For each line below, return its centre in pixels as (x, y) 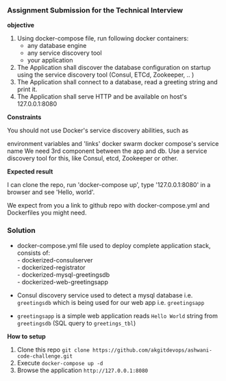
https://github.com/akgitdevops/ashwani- (152, 350)
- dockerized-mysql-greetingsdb (63, 274)
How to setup (26, 336)
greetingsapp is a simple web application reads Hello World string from (117, 316)
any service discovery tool (64, 53)
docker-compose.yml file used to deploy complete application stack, (114, 245)
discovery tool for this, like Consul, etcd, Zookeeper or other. (93, 158)
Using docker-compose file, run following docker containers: (103, 38)
